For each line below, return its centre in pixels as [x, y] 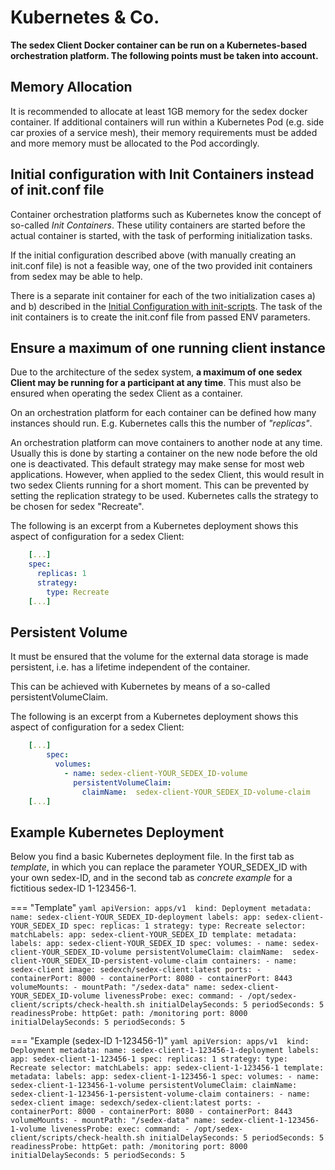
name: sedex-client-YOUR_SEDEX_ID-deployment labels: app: [136, 917]
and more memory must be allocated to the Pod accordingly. [135, 143]
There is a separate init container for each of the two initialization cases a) [163, 295]
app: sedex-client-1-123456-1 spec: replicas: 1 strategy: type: [149, 1059]
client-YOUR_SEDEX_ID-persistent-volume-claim [109, 961]
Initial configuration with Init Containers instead [162, 174]
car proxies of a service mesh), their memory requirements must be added [164, 132]
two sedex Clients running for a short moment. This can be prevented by [160, 485]
